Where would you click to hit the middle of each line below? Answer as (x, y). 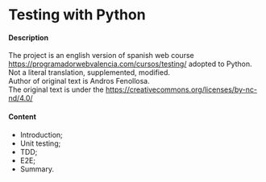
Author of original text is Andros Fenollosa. (79, 81)
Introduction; (41, 134)
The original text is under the (56, 89)
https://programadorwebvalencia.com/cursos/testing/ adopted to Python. (130, 64)
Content (22, 116)
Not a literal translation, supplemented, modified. (89, 72)
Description (29, 37)
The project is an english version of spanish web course (102, 56)
